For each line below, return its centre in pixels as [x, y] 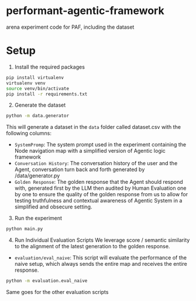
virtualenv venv [26, 83]
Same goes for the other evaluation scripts [57, 292]
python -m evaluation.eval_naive [47, 281]
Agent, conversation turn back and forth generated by [80, 170]
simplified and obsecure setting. [53, 207]
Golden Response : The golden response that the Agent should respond [99, 182]
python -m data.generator [37, 116]
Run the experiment [38, 218]
